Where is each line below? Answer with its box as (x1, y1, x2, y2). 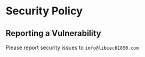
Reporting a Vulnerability (5, 28, 101, 38)
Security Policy (5, 4, 83, 18)
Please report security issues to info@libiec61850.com (5, 44, 139, 51)
